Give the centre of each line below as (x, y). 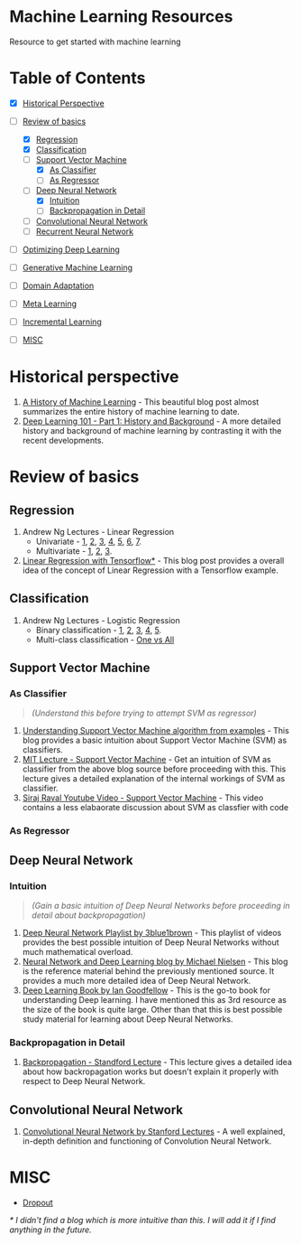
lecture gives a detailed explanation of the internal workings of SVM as (154, 779)
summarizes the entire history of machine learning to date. (131, 411)
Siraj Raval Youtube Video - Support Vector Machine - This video (143, 798)
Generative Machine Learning (78, 267)
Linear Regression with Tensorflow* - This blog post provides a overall (153, 560)
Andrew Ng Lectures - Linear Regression (98, 531)
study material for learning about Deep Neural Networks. (128, 1019)
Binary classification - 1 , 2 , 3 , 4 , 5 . (99, 630)
